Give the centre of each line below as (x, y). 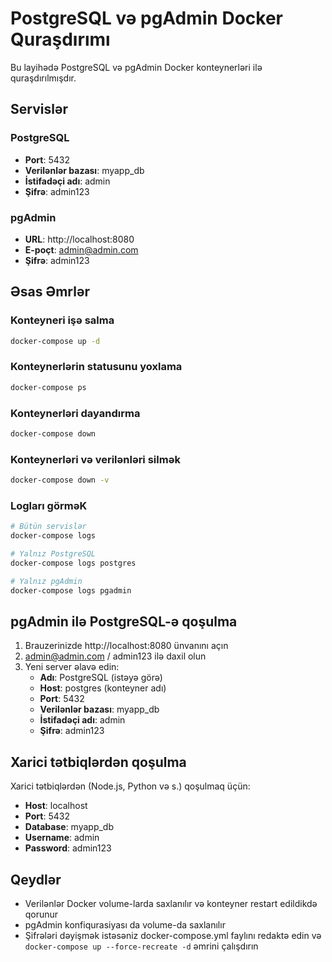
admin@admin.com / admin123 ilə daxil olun (115, 656)
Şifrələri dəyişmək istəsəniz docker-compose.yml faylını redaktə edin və (173, 935)
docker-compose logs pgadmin (71, 590)
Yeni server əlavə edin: (72, 667)
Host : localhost (56, 806)
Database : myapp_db (69, 827)
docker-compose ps (48, 387)
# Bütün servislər (48, 527)
